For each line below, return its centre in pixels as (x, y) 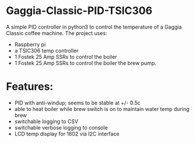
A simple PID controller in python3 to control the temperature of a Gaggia (94, 27)
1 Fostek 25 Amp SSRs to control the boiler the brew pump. (85, 63)
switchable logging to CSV (46, 121)
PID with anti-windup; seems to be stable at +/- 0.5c (77, 103)
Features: (30, 87)
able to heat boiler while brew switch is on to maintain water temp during (102, 109)
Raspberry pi (30, 44)
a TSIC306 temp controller (46, 50)
